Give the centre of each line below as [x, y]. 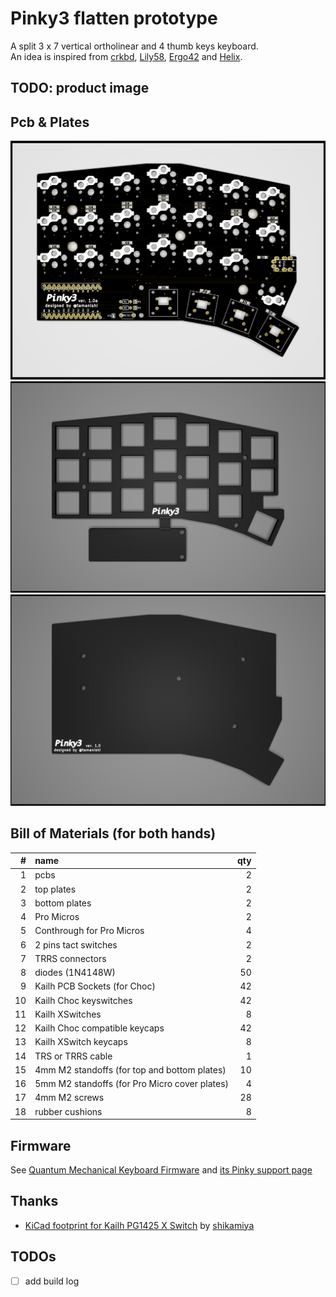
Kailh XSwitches [68, 1014]
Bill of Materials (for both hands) [113, 833]
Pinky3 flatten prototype [114, 18]
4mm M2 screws [69, 1098]
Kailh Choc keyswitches [83, 1000]
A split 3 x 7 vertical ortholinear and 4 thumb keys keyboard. [134, 46]
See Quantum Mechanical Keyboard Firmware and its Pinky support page [161, 1169]
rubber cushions [68, 1111]
